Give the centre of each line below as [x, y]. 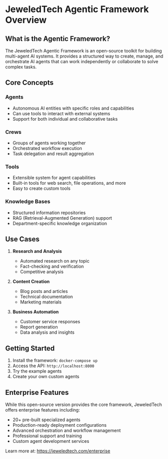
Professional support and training [47, 436]
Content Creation [31, 282]
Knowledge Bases [28, 201]
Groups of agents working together [49, 143]
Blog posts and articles [44, 291]
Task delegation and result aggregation [53, 154]
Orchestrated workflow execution [47, 148]
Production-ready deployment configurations [60, 425]
